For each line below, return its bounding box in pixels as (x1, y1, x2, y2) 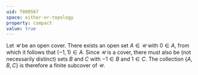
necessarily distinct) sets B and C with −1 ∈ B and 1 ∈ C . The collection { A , (6, 55, 193, 63)
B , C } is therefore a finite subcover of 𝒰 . (6, 62, 105, 69)
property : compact (6, 20, 52, 26)
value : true (6, 25, 36, 32)
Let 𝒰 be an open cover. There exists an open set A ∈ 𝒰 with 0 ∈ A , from (6, 42, 190, 49)
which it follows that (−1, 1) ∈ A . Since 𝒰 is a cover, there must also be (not (6, 49, 191, 56)
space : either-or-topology (6, 14, 74, 20)
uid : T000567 (6, 8, 39, 15)
